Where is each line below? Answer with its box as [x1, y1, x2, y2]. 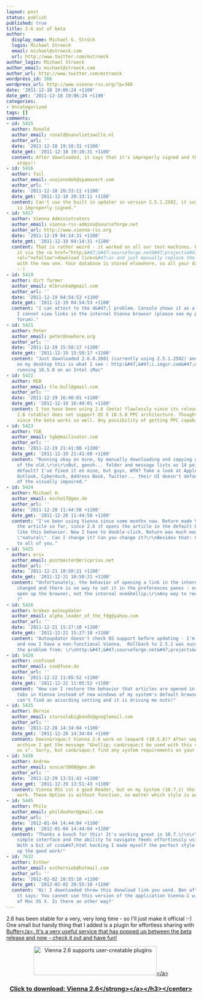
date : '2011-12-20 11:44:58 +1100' [11, 507, 101, 513]
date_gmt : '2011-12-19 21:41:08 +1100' [11, 451, 112, 457]
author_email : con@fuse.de [11, 663, 79, 670]
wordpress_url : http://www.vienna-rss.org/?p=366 [6, 82, 133, 88]
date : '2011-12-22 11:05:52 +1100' [11, 675, 101, 681]
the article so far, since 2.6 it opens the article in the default [17, 524, 192, 530]
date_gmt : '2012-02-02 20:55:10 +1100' [11, 882, 112, 888]
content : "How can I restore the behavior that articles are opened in [11, 685, 195, 692]
